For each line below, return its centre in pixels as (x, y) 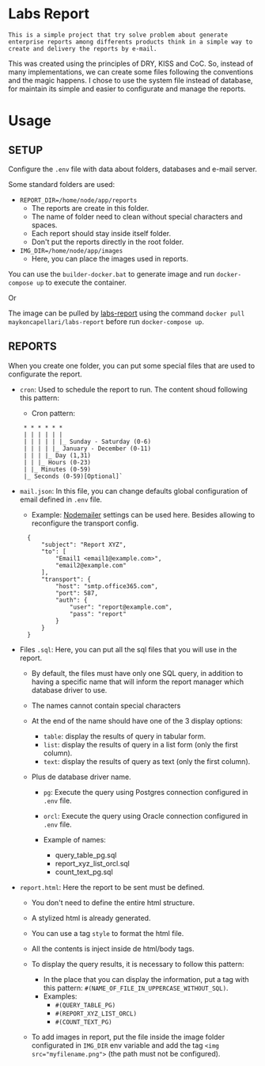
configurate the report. (45, 374)
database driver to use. (69, 690)
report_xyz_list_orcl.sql (93, 863)
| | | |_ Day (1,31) (57, 455)
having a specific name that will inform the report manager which (137, 682)
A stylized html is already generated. (91, 918)
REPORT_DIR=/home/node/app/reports (78, 200)
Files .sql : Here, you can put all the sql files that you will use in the (128, 649)
